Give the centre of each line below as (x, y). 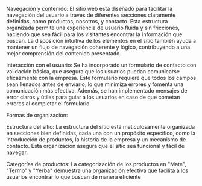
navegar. (17, 152)
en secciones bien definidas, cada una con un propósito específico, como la (101, 133)
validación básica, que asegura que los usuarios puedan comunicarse (93, 71)
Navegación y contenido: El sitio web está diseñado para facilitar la (90, 9)
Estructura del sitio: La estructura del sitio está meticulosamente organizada (101, 127)
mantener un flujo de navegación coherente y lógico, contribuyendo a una (98, 47)
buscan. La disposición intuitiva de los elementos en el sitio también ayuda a (101, 41)
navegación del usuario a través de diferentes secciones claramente (91, 15)
